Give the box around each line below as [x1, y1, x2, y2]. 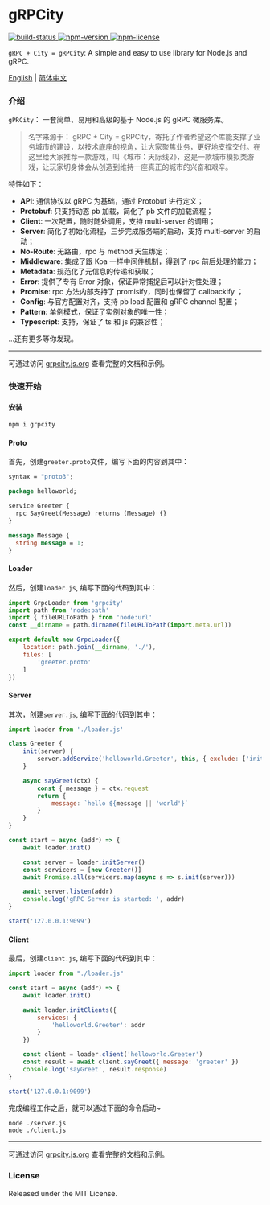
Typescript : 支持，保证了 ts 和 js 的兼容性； [19, 317, 166, 327]
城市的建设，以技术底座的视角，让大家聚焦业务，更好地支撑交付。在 [35, 142, 261, 152]
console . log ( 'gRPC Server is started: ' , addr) [22, 895, 185, 903]
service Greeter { [8, 502, 70, 510]
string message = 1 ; [15, 539, 84, 547]
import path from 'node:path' [8, 606, 110, 615]
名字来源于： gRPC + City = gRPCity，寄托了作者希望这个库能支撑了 [27, 132, 254, 142]
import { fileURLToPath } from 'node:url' [8, 614, 153, 622]
